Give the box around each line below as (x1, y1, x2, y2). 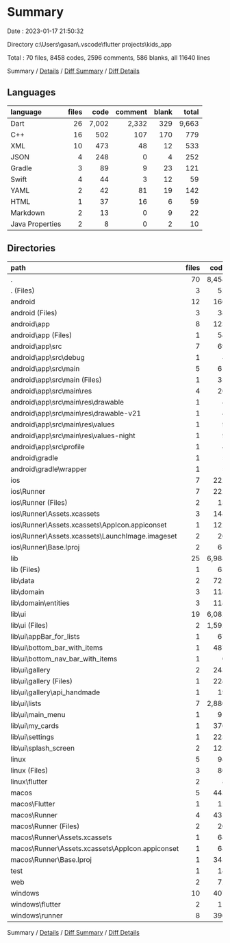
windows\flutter (10, 899, 62, 909)
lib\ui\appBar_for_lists (10, 631, 80, 641)
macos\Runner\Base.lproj (10, 854, 92, 864)
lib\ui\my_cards (10, 720, 60, 730)
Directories (7, 242, 56, 254)
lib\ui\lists (10, 698, 42, 708)
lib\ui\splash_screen (10, 743, 75, 753)
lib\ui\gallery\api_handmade (10, 688, 101, 697)
